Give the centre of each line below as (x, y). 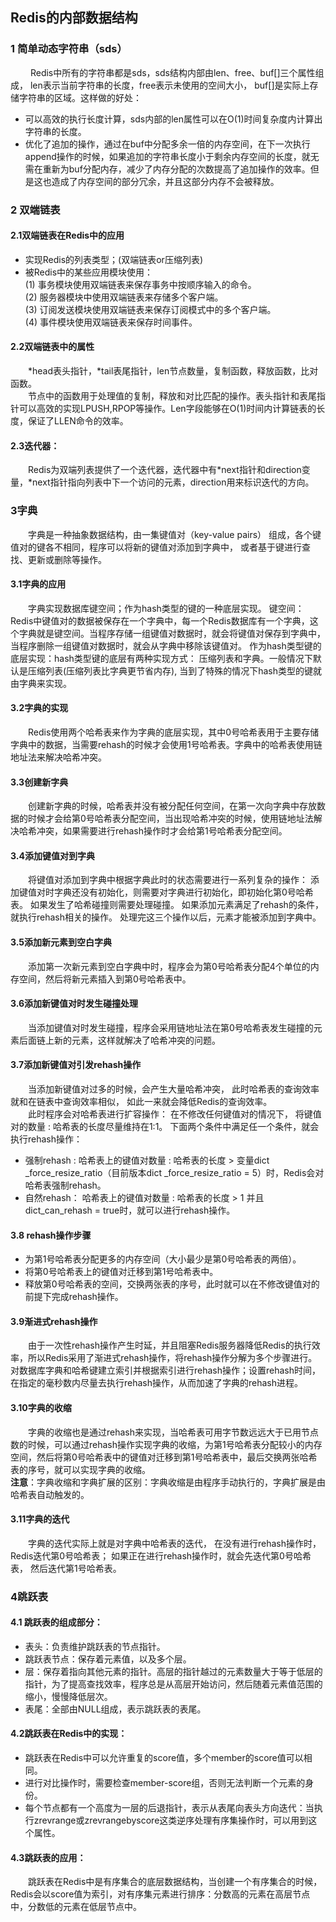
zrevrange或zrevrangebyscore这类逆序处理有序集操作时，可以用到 (171, 1820)
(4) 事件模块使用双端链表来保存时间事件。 (111, 322)
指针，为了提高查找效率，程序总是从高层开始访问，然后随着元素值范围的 (173, 1684)
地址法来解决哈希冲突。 (58, 757)
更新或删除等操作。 (67, 559)
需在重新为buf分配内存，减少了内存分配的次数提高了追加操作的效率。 (167, 169)
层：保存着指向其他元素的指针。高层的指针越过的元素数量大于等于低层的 (173, 1671)
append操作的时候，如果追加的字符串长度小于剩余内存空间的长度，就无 (172, 156)
